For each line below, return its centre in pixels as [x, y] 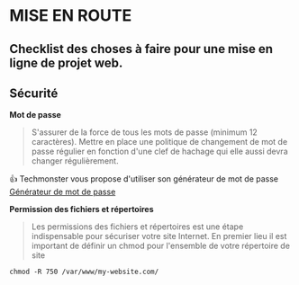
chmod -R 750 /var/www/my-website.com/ [84, 272]
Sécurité [34, 93]
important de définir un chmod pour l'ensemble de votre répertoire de [161, 246]
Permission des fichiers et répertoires [82, 209]
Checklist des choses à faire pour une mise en [141, 49]
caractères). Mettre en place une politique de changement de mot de [159, 142]
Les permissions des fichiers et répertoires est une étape [137, 227]
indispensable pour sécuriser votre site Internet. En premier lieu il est [159, 236]
